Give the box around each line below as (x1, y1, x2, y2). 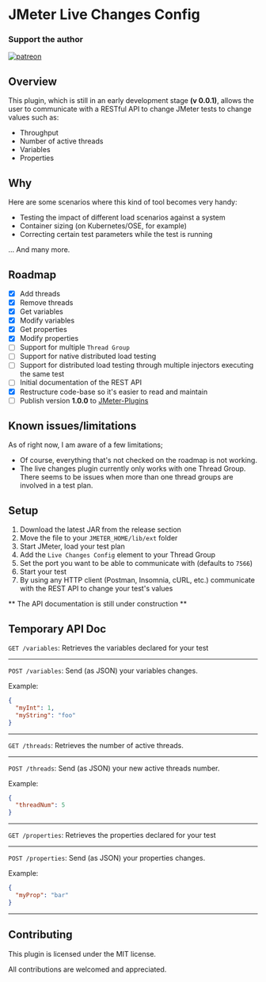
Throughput (19, 128, 59, 138)
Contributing (8, 928, 73, 942)
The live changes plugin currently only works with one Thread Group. (19, 464, 246, 473)
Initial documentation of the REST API (19, 378, 142, 388)
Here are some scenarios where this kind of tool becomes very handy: (8, 197, 237, 207)
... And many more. (8, 245, 70, 254)
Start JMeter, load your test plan (19, 541, 125, 552)
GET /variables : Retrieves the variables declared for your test (8, 644, 209, 653)
